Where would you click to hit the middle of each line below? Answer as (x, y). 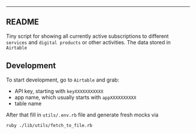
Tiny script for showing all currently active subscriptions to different (87, 36)
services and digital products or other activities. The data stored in (88, 42)
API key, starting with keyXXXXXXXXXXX (59, 91)
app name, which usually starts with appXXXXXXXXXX (75, 97)
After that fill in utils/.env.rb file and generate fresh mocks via (82, 115)
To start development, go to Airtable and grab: (63, 80)
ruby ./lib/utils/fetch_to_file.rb (49, 125)
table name (28, 103)
